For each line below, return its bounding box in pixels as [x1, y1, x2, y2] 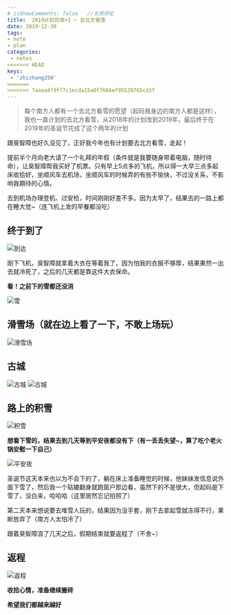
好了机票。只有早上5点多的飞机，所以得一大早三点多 [64, 162, 213, 170]
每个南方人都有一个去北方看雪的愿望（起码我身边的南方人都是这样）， [23, 107, 220, 115]
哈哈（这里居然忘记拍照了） [54, 492, 134, 500]
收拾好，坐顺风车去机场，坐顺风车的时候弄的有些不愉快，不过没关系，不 [12, 170, 218, 179]
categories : [7, 49, 41, 56]
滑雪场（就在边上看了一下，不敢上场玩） [7, 319, 179, 331]
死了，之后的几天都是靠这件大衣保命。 [25, 267, 134, 276]
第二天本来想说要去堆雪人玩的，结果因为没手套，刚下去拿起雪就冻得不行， [7, 506, 218, 514]
